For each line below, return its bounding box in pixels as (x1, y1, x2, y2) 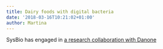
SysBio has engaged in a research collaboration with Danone (6, 36, 157, 44)
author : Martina (6, 20, 47, 26)
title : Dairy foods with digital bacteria (6, 8, 114, 15)
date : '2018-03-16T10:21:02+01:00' (6, 14, 95, 20)
